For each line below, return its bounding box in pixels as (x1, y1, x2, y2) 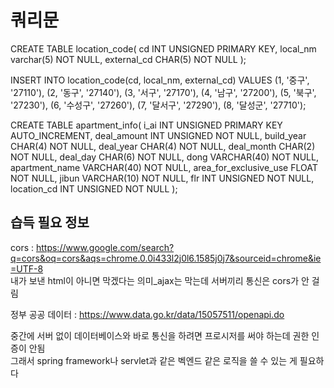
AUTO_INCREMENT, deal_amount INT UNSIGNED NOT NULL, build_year (10, 129, 307, 141)
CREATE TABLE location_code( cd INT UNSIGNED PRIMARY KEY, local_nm (10, 42, 317, 55)
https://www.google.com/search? (35, 241, 175, 253)
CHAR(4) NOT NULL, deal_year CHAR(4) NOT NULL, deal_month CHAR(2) (10, 140, 316, 152)
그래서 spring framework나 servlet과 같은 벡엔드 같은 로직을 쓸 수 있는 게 (10, 354, 298, 366)
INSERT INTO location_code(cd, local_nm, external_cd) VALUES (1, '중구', (10, 74, 310, 86)
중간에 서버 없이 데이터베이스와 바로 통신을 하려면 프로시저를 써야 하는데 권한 (10, 329, 310, 341)
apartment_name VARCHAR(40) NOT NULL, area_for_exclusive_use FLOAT (10, 161, 318, 173)
